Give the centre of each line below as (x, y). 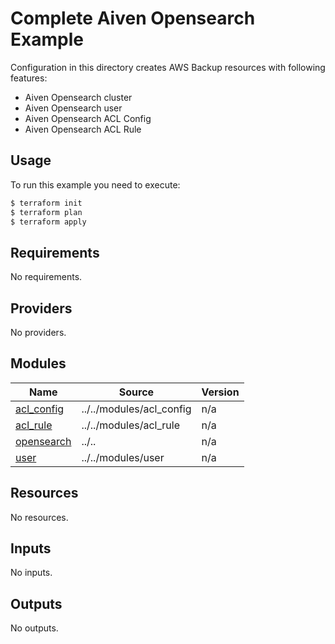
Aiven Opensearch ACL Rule (83, 129)
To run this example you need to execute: (95, 184)
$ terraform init (46, 203)
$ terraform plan (46, 212)
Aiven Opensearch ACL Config (88, 118)
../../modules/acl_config (136, 409)
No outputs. (34, 628)
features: (29, 78)
